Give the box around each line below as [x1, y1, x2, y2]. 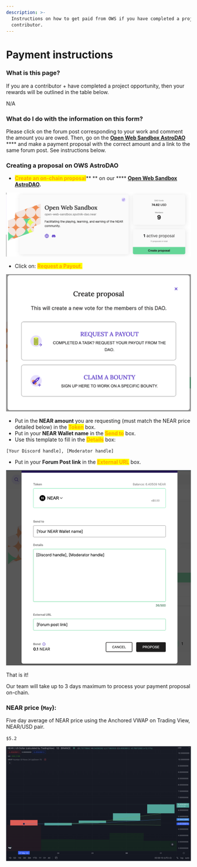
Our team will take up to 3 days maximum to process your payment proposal [6, 682, 191, 689]
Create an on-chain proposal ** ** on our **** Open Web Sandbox [14, 175, 178, 182]
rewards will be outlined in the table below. [6, 88, 110, 95]
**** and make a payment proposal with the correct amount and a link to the [6, 141, 191, 148]
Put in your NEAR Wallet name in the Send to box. [14, 429, 136, 436]
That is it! [6, 671, 29, 678]
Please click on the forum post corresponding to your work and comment [6, 128, 183, 135]
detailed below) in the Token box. [14, 424, 96, 431]
